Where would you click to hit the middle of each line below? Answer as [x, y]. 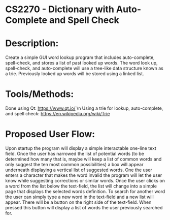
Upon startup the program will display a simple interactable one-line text [81, 148]
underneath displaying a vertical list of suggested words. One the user [79, 170]
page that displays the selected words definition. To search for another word [85, 191]
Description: [32, 43]
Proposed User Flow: [50, 134]
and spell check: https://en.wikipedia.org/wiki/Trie [58, 114]
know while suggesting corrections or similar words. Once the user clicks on [85, 181]
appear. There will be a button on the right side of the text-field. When [78, 202]
